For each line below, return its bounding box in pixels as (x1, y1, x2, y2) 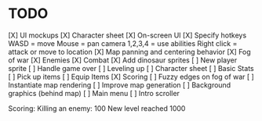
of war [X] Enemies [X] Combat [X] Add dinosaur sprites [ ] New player (8, 55, 238, 65)
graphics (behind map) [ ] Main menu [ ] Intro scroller (8, 88, 180, 98)
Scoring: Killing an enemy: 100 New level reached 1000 (8, 103, 186, 113)
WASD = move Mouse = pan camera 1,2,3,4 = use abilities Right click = (8, 38, 238, 48)
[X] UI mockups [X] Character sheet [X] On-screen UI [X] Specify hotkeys (8, 30, 247, 40)
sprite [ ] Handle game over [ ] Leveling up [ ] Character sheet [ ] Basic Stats (8, 63, 254, 73)
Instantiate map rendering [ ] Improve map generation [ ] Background (8, 80, 231, 90)
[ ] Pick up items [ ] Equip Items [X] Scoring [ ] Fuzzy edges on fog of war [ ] (8, 72, 255, 81)
